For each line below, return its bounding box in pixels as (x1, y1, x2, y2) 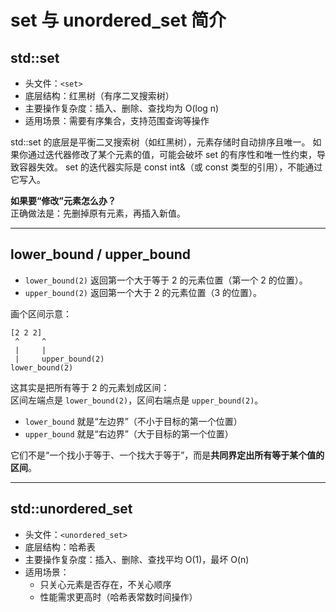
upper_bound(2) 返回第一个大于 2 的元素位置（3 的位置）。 (24, 286, 262, 298)
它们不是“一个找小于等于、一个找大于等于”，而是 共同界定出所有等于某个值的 (10, 449, 325, 461)
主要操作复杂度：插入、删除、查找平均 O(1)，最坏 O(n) (24, 553, 250, 565)
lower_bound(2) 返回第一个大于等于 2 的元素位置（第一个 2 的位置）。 (24, 274, 308, 286)
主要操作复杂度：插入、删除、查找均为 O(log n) (24, 102, 220, 114)
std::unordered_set (10, 501, 133, 518)
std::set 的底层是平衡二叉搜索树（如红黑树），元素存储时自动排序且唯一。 (10, 136, 311, 148)
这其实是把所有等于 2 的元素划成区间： (10, 381, 170, 393)
